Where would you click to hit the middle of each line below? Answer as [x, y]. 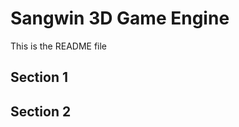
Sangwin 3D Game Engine [120, 18]
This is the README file [59, 46]
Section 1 [39, 77]
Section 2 [41, 111]
